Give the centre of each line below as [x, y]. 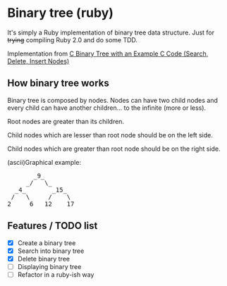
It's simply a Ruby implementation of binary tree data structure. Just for [111, 32]
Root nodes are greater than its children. [66, 121]
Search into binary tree [51, 251]
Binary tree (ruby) [61, 13]
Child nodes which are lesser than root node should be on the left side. [110, 135]
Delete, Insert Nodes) [38, 61]
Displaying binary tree [49, 266]
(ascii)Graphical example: [44, 162]
